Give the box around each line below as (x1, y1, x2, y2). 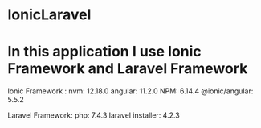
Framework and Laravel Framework (7, 60, 248, 78)
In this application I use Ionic (7, 43, 202, 61)
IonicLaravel (7, 6, 92, 24)
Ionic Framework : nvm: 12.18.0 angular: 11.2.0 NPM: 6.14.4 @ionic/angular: (7, 86, 254, 96)
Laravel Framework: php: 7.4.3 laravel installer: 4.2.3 (7, 110, 180, 120)
